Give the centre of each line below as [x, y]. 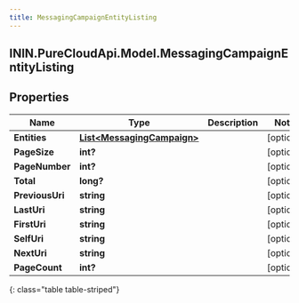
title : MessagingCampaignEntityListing [83, 17]
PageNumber [42, 166]
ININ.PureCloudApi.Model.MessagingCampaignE [149, 54]
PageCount [38, 267]
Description [233, 123]
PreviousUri [39, 195]
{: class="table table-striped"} [65, 289]
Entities [30, 137]
